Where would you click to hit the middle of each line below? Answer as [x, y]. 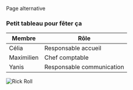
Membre [24, 38]
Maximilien [24, 57]
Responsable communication [84, 67]
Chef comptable [66, 57]
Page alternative [26, 8]
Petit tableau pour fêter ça [44, 23]
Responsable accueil [73, 48]
